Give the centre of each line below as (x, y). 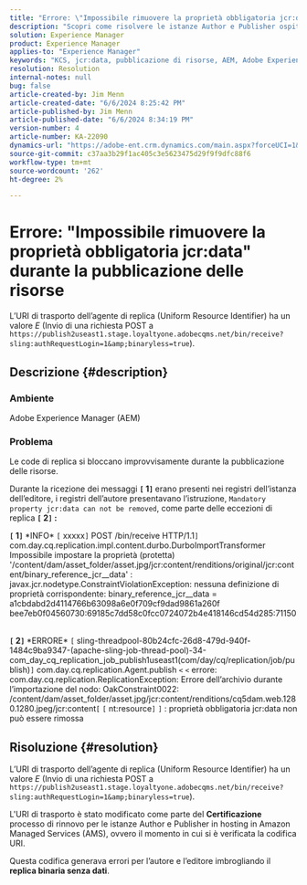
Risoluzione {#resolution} (84, 747)
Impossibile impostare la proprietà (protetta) (92, 555)
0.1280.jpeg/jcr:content (53, 709)
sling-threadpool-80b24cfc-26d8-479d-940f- (164, 641)
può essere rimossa (47, 719)
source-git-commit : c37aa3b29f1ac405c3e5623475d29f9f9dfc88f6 (130, 153)
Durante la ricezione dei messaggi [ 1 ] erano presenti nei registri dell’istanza (153, 489)
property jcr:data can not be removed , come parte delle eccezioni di (141, 509)
